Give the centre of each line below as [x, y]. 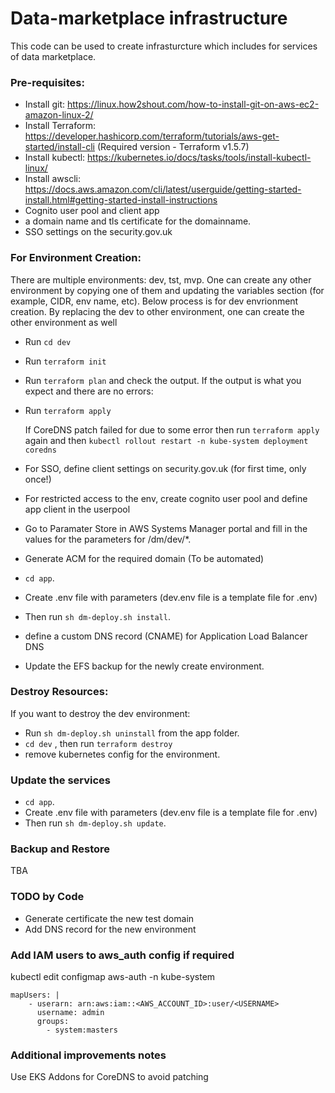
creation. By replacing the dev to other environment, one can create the [157, 311]
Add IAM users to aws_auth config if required [122, 955]
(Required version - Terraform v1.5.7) [173, 147]
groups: [53, 1022]
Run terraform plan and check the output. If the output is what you [163, 380]
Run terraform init [65, 361]
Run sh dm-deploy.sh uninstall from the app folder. [132, 733]
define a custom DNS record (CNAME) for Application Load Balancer [166, 636]
